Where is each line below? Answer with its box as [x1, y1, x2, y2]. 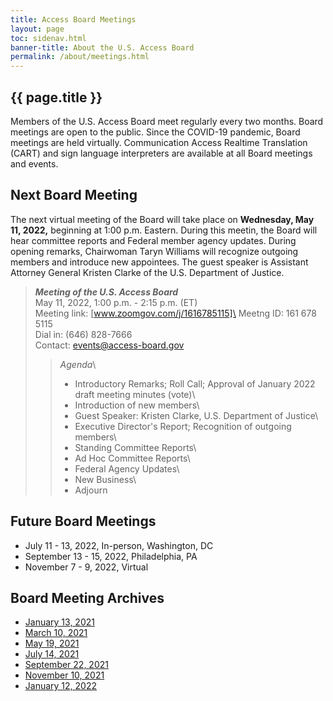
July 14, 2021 [24, 648, 80, 660]
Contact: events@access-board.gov [34, 339, 185, 351]
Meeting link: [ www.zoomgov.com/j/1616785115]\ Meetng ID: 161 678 [34, 307, 317, 319]
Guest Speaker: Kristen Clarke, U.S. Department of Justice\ [74, 409, 319, 421]
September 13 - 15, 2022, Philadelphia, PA [24, 550, 198, 562]
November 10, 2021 [24, 669, 105, 681]
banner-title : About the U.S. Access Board [10, 42, 195, 53]
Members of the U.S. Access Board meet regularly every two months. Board [10, 115, 324, 127]
